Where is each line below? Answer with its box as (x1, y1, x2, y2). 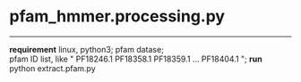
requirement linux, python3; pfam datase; (9, 44, 164, 54)
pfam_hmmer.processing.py (9, 6, 226, 27)
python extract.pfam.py (9, 62, 96, 73)
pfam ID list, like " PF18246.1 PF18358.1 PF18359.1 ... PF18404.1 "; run (9, 53, 262, 64)
